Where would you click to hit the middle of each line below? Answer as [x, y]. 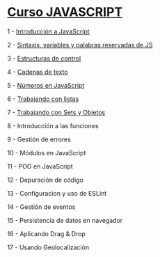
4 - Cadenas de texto [38, 72]
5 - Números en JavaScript [46, 85]
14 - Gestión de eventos [41, 207]
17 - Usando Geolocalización [48, 247]
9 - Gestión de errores [39, 139]
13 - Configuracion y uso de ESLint [57, 193]
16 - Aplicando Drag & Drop [46, 233]
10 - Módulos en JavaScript [47, 153]
